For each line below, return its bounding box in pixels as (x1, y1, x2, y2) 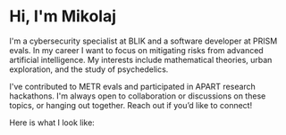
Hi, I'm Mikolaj (9, 6, 117, 27)
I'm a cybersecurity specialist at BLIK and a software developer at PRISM (9, 36, 278, 46)
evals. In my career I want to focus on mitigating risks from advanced (9, 44, 264, 55)
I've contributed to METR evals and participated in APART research (9, 81, 257, 91)
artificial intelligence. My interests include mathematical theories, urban (9, 54, 273, 65)
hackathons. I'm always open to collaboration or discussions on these (9, 91, 266, 101)
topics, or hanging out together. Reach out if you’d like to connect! (9, 99, 253, 110)
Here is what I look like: (9, 117, 96, 128)
